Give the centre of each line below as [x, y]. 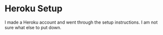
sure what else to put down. [33, 27]
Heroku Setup [34, 9]
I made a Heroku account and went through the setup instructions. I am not [81, 22]
